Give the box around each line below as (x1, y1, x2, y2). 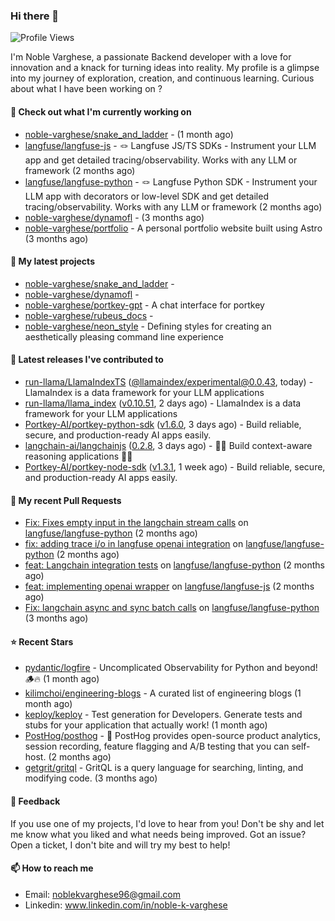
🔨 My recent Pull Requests (10, 494, 122, 506)
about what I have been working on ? (10, 83, 163, 95)
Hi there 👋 (10, 9, 60, 23)
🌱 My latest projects (10, 255, 95, 268)
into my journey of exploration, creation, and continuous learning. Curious (10, 72, 315, 84)
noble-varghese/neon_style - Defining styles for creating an (24, 320, 272, 332)
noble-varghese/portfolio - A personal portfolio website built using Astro (24, 222, 323, 234)
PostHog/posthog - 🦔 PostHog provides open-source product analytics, (24, 730, 322, 742)
